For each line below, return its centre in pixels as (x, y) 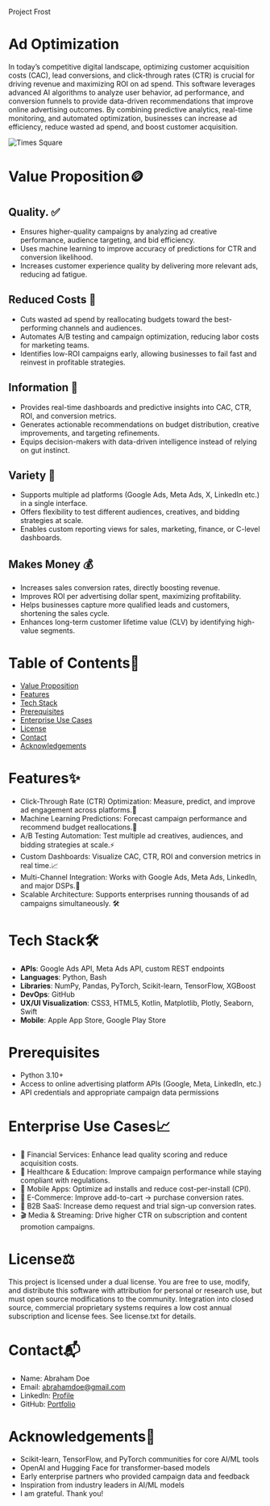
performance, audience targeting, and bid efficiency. (108, 240)
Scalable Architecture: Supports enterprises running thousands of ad (135, 894)
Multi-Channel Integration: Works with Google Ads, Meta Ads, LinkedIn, (139, 877)
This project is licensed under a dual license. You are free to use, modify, (129, 1281)
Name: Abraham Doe (55, 1378)
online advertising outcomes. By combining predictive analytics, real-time (131, 109)
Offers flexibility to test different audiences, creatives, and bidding (130, 512)
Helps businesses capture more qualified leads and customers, (125, 605)
